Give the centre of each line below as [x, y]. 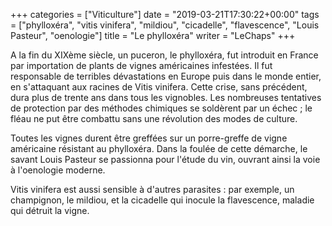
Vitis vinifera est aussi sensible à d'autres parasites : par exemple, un [152, 189]
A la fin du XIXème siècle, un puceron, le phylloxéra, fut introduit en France [164, 55]
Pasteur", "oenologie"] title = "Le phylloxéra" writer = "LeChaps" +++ [153, 35]
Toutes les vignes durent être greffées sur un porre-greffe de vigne [149, 138]
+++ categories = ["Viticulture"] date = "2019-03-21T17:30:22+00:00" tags [165, 14]
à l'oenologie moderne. [58, 170]
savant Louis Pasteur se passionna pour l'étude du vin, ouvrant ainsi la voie [165, 159]
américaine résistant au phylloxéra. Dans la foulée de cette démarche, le [159, 148]
